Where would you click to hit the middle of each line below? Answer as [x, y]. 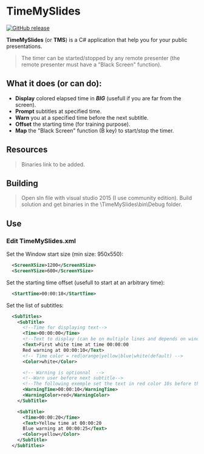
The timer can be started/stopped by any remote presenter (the [100, 58]
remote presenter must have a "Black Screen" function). [91, 64]
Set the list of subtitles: [35, 305]
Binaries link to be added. [53, 164]
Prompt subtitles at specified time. [58, 111]
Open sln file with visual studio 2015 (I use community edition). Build [107, 198]
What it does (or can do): [54, 84]
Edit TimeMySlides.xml [41, 241]
